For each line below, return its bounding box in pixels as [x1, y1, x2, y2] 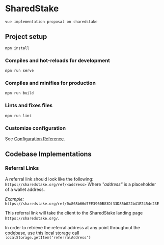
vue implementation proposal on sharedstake [5, 19, 98, 24]
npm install [5, 45, 29, 51]
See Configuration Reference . [5, 136, 65, 142]
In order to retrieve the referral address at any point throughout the [5, 224, 140, 230]
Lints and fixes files [5, 102, 53, 109]
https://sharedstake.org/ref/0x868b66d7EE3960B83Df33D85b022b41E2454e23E [5, 201, 160, 206]
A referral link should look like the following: [5, 176, 94, 182]
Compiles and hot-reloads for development [5, 57, 110, 64]
